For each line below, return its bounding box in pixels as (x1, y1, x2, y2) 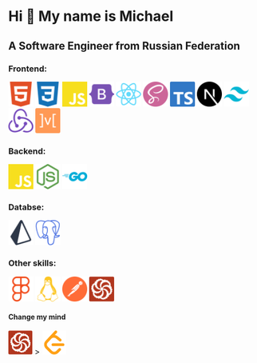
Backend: (8, 146, 46, 157)
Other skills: (8, 257, 57, 269)
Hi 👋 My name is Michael (8, 7, 174, 26)
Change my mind (8, 312, 66, 322)
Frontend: (8, 63, 48, 74)
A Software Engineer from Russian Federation (8, 39, 241, 53)
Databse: (8, 201, 45, 213)
